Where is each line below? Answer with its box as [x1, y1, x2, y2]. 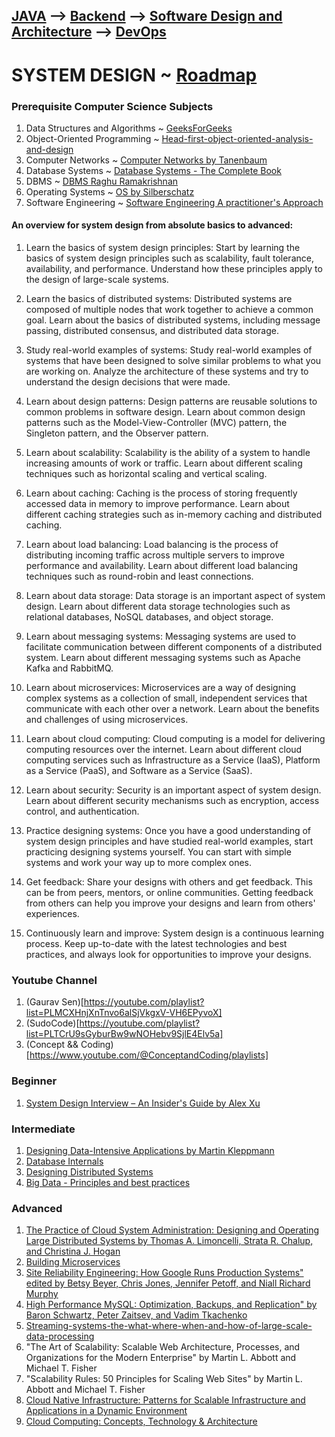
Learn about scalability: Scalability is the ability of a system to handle [25, 447, 311, 459]
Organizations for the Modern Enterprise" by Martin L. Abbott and [25, 1352, 297, 1364]
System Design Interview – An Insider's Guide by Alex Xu [25, 1097, 261, 1109]
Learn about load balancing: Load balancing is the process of [25, 539, 279, 551]
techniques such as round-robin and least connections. [25, 570, 254, 583]
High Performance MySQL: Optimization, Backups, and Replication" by [25, 1299, 318, 1311]
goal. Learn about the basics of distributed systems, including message [25, 314, 321, 326]
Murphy [25, 1288, 59, 1300]
